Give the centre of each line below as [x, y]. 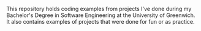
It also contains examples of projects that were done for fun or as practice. [100, 22]
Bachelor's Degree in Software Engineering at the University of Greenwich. [101, 15]
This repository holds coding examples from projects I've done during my [99, 9]
